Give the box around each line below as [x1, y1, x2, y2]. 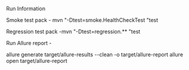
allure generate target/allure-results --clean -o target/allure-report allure [6, 51, 183, 58]
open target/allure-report [6, 58, 68, 64]
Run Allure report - [6, 40, 52, 46]
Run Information [6, 5, 46, 12]
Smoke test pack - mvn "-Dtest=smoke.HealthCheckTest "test [6, 17, 159, 23]
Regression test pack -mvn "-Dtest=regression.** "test [6, 28, 141, 35]
